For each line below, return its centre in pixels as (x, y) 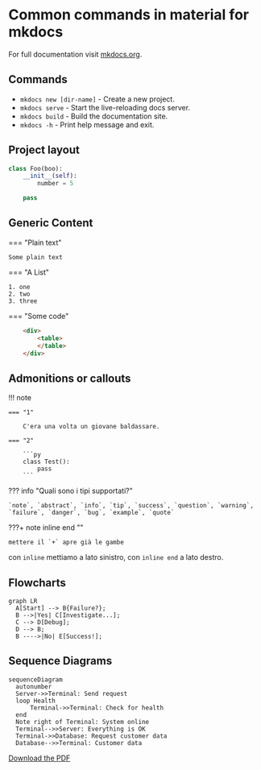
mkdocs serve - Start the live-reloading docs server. (105, 107)
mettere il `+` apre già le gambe (66, 542)
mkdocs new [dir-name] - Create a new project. (97, 99)
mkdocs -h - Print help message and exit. (87, 124)
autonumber (34, 686)
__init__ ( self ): (50, 176)
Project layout (44, 150)
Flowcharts (37, 583)
